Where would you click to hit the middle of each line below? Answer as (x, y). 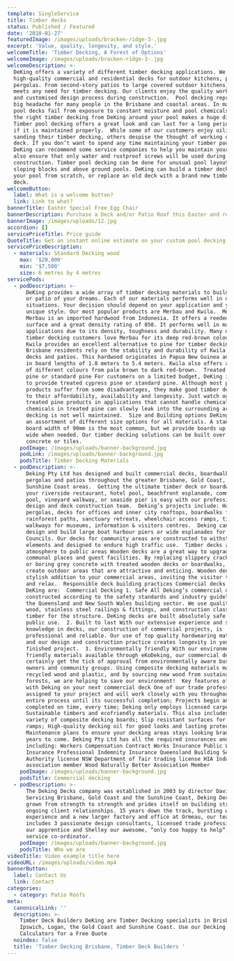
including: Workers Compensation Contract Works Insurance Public (124, 746)
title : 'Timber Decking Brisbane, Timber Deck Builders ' (100, 946)
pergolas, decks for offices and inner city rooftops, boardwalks (124, 513)
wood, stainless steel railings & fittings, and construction (118, 610)
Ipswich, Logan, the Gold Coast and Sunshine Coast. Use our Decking (123, 928)
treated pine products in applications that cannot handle (113, 402)
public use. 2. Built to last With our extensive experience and (124, 623)
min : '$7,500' (40, 266)
